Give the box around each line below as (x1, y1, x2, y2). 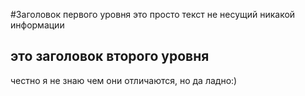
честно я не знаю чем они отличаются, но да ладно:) (10, 74, 238, 86)
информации (10, 19, 65, 31)
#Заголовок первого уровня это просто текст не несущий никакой (10, 9, 296, 20)
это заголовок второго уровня (10, 48, 210, 65)
